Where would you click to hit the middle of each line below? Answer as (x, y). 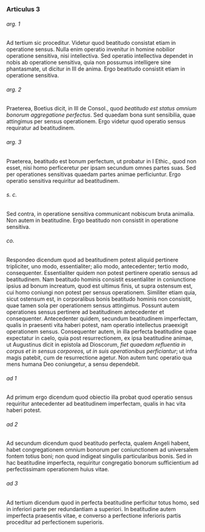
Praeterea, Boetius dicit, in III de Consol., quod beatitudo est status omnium (102, 109)
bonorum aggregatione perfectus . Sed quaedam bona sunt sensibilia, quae (101, 115)
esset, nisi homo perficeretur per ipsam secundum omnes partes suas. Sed (101, 168)
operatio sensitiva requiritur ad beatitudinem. (63, 180)
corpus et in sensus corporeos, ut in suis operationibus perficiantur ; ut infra (102, 351)
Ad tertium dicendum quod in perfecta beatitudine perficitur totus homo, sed (103, 503)
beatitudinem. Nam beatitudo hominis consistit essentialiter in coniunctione (101, 279)
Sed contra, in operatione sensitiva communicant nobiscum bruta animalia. (100, 214)
